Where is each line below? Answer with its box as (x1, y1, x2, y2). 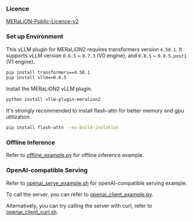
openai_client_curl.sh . (6, 208, 58, 215)
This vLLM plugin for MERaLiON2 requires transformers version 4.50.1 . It (6, 45, 182, 52)
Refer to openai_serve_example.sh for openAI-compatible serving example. (6, 180, 188, 187)
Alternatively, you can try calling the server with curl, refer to (6, 202, 153, 209)
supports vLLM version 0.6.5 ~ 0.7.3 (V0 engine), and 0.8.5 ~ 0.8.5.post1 (6, 52, 187, 59)
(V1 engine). (6, 58, 35, 65)
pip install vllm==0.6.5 (6, 75, 67, 80)
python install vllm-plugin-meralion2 (6, 97, 101, 103)
